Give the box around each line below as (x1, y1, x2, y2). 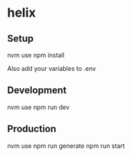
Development (7, 85, 67, 97)
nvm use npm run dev (7, 103, 70, 111)
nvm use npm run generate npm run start (7, 141, 125, 150)
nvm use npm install (7, 51, 65, 59)
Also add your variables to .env (7, 65, 96, 72)
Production (7, 123, 57, 135)
